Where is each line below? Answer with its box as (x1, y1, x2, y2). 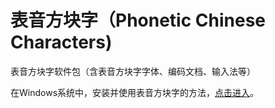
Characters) (10, 31, 113, 54)
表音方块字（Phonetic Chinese (10, 9, 267, 32)
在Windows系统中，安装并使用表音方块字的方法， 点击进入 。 (10, 86, 260, 98)
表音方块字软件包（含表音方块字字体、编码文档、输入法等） (10, 65, 256, 77)
